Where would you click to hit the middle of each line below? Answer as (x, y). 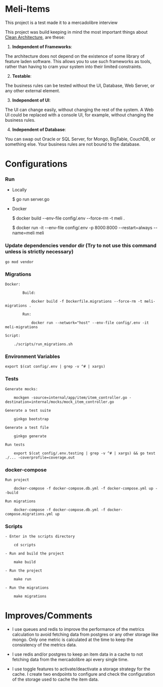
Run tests (15, 444)
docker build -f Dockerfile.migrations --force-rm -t (87, 302)
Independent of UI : (31, 100)
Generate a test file (27, 427)
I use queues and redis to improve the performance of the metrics (78, 629)
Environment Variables (33, 356)
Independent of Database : (39, 129)
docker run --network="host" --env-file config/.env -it (90, 323)
